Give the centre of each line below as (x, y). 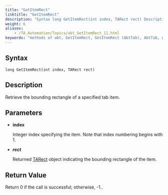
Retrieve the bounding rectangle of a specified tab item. (62, 97)
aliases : (14, 29)
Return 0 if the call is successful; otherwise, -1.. (54, 187)
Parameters (24, 113)
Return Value (26, 175)
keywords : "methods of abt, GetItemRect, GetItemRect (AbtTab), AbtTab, (82, 38)
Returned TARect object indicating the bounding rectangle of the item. (84, 159)
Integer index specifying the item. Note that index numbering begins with (87, 135)
